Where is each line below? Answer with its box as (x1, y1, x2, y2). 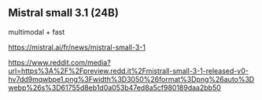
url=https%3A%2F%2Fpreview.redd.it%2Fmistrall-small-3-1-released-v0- (8, 66, 249, 76)
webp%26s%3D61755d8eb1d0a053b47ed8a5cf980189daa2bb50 (8, 83, 222, 92)
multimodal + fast (8, 27, 65, 36)
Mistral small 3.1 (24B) (8, 6, 120, 20)
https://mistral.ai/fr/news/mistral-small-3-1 (8, 43, 146, 52)
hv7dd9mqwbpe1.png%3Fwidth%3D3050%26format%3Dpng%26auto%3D (8, 74, 255, 83)
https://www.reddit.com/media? (8, 57, 112, 67)
